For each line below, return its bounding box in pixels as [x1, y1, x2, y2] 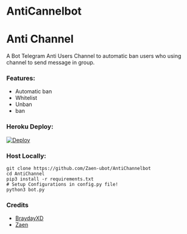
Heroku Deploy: [6, 122, 54, 131]
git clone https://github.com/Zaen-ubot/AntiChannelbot [6, 166, 151, 172]
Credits [6, 200, 29, 209]
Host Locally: [6, 151, 47, 160]
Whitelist [15, 94, 38, 102]
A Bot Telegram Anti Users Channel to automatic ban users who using [6, 52, 182, 60]
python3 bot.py [6, 187, 45, 193]
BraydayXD [15, 214, 44, 222]
